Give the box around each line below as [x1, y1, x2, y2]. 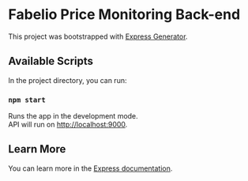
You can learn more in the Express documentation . [8, 164, 173, 173]
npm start [8, 95, 46, 104]
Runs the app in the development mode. [8, 111, 138, 121]
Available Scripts [8, 55, 93, 68]
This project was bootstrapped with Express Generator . [8, 32, 188, 41]
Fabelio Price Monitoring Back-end [8, 6, 241, 24]
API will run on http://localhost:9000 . [8, 120, 128, 130]
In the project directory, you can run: [8, 75, 127, 85]
